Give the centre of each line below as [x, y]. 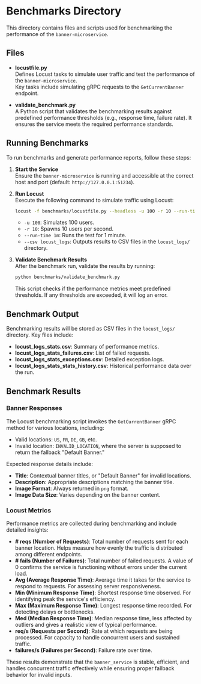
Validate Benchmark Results [51, 260]
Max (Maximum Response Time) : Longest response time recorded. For [103, 606]
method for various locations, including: [55, 427]
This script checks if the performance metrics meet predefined [93, 289]
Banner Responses [34, 408]
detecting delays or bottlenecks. [55, 612]
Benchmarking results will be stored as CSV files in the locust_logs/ [91, 329]
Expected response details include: [49, 464]
